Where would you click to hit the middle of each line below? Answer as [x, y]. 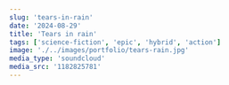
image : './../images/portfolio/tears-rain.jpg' [99, 50]
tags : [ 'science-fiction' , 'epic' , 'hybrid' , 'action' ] [115, 42]
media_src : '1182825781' [55, 67]
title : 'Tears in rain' [53, 34]
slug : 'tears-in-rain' [51, 17]
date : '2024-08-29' [45, 26]
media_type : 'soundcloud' [57, 58]
